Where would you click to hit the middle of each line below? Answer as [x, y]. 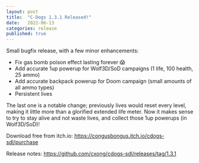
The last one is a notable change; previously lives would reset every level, [96, 105]
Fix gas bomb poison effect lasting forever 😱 [70, 62]
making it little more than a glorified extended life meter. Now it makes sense [100, 112]
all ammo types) [34, 87]
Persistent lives [33, 94]
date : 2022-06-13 [30, 23]
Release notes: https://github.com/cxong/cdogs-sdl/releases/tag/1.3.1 [91, 154]
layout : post [22, 12]
